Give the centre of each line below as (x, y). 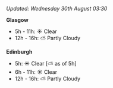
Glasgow (17, 20)
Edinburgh (19, 52)
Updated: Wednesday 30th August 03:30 (57, 9)
